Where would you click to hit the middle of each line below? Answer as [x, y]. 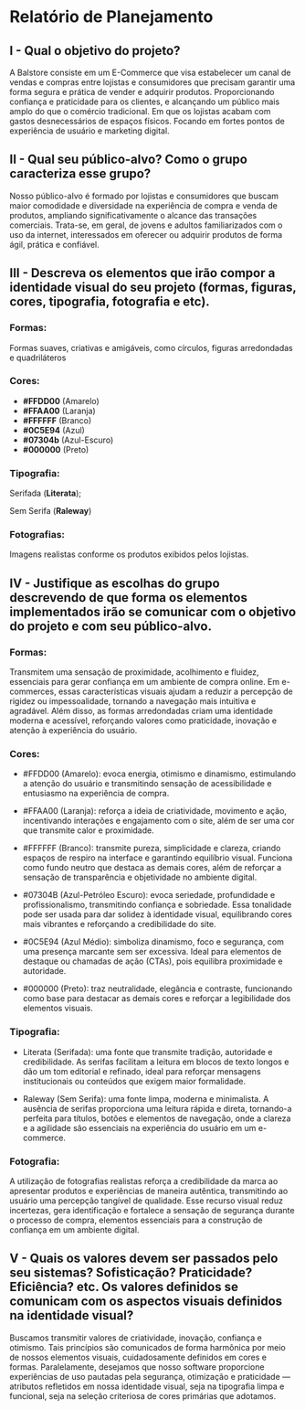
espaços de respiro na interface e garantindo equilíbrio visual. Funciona [158, 858]
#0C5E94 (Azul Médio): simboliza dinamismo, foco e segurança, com [153, 942]
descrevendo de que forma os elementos [129, 598]
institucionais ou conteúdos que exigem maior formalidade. [134, 1081]
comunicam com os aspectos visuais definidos [146, 1302]
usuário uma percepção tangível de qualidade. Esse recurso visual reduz [146, 1201]
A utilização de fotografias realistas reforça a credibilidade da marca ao [144, 1180]
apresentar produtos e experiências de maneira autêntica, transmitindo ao [149, 1191]
